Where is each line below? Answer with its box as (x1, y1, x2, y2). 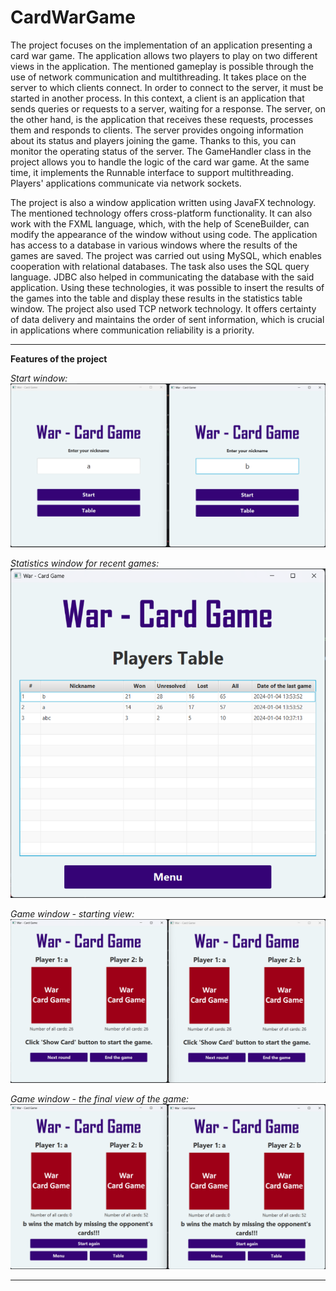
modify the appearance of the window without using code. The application (10, 228, 318, 240)
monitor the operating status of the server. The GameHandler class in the (10, 145, 312, 157)
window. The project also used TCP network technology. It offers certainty (10, 302, 317, 315)
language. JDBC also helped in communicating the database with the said (10, 271, 315, 283)
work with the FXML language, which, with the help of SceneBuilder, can (10, 217, 310, 230)
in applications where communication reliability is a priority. (10, 324, 255, 336)
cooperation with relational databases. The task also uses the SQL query (10, 260, 310, 272)
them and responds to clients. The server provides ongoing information (10, 124, 304, 136)
